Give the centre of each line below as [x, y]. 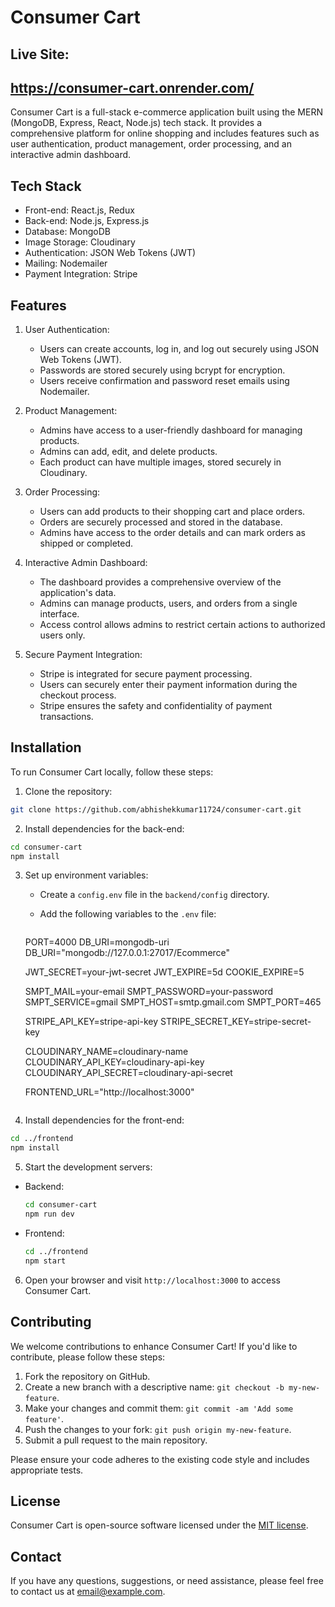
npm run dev [49, 1214]
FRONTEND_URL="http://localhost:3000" [109, 1092]
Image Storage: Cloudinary [80, 242]
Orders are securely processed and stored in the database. [161, 522]
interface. [59, 614]
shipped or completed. [86, 543]
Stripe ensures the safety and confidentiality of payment [156, 706]
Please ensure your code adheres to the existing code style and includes [160, 1459]
